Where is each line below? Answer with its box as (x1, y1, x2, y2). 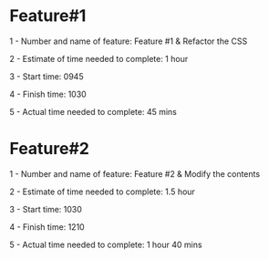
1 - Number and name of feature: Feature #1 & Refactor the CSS (9, 36, 248, 47)
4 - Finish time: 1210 (9, 221, 85, 233)
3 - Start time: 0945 (9, 70, 84, 82)
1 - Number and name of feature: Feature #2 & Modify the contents (9, 168, 261, 179)
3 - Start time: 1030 (9, 203, 82, 214)
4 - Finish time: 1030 (9, 88, 87, 99)
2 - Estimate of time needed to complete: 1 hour (9, 53, 189, 64)
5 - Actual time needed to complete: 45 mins (9, 106, 178, 117)
